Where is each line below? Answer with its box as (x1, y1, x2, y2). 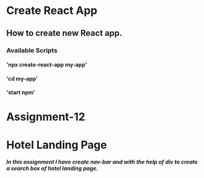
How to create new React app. (6, 28, 122, 38)
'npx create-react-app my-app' (6, 61, 87, 69)
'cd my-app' (6, 75, 38, 82)
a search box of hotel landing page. (6, 165, 99, 172)
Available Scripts (6, 46, 58, 55)
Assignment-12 (6, 110, 85, 124)
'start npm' (6, 89, 35, 96)
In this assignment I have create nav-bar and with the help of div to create (6, 159, 198, 166)
